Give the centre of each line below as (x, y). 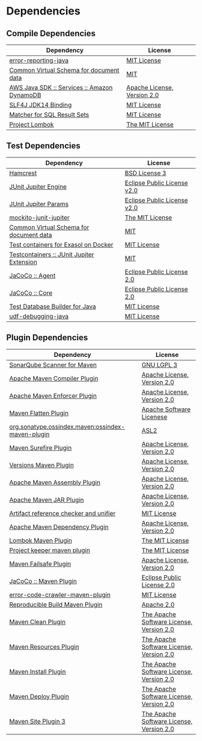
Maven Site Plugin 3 (38, 721)
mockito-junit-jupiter (40, 217)
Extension (23, 262)
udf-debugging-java (39, 316)
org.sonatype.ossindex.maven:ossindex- (67, 426)
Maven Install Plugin (38, 672)
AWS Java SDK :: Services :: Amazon (61, 87)
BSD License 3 (145, 173)
